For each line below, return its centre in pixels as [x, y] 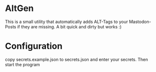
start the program [23, 64]
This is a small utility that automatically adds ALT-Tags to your [67, 22]
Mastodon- [140, 22]
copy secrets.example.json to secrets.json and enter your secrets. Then [77, 59]
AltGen [19, 8]
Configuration [34, 46]
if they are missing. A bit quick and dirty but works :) [70, 26]
